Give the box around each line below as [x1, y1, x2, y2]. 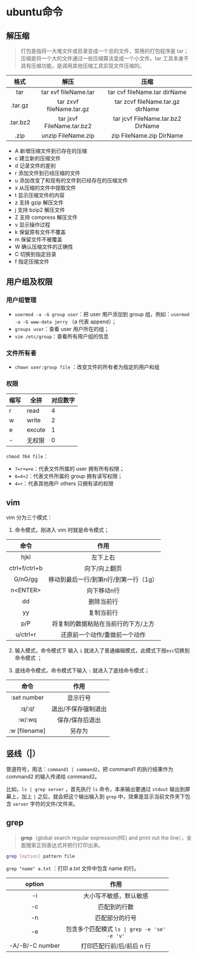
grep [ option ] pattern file [6, 853, 75, 859]
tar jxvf [58, 114, 78, 123]
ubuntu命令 [6, 5, 63, 19]
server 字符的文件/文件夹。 [12, 800, 78, 807]
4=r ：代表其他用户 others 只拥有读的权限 [14, 480, 114, 487]
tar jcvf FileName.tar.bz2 [113, 114, 181, 123]
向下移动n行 [86, 586, 120, 595]
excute [27, 426, 46, 434]
